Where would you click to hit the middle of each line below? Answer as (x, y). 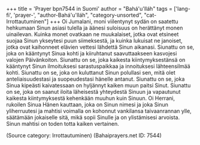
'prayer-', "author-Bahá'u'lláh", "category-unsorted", (78, 15)
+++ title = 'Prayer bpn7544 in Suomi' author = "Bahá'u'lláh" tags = (89, 9)
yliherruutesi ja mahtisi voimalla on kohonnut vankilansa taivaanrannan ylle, (99, 111)
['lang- (182, 9)
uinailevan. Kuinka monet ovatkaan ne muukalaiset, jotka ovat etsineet (93, 34)
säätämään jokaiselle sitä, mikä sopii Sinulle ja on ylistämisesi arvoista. (93, 117)
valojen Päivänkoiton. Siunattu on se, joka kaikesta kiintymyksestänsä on (96, 60)
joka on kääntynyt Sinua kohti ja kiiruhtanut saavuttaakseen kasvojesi (92, 53)
